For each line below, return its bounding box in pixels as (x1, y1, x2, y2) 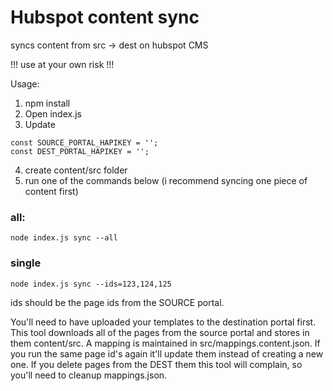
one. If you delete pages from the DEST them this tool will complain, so (10, 358, 303, 370)
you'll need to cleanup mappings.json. (10, 369, 168, 381)
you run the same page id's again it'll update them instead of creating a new (10, 347, 324, 360)
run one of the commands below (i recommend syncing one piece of (24, 174, 308, 186)
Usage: (10, 77, 40, 90)
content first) (24, 185, 79, 197)
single (10, 256, 42, 270)
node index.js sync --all (10, 233, 118, 243)
